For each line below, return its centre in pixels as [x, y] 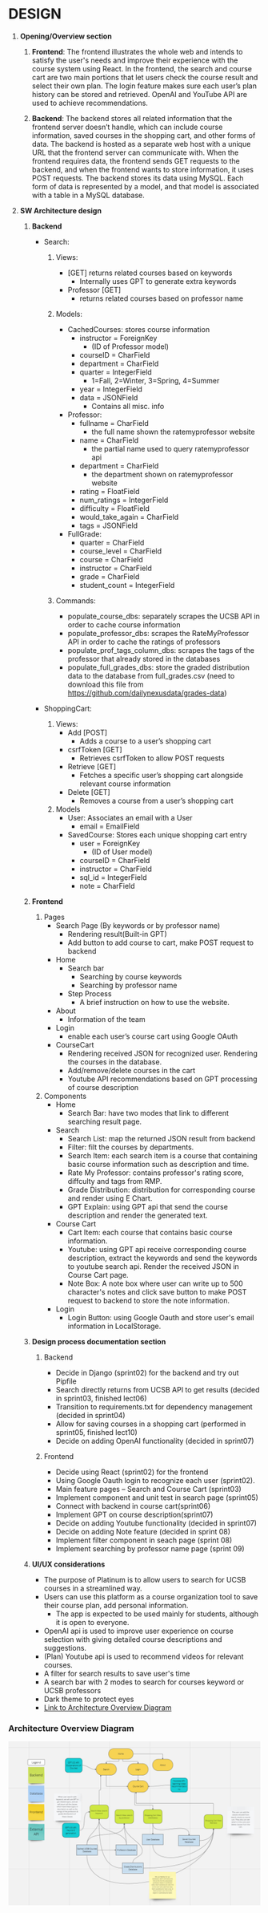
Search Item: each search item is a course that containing [162, 1155]
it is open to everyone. [92, 1622]
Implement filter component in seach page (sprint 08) [144, 1540]
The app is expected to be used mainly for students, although [157, 1614]
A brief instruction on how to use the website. [155, 1002]
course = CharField [112, 559]
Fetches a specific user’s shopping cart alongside [162, 775]
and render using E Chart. [110, 1198]
